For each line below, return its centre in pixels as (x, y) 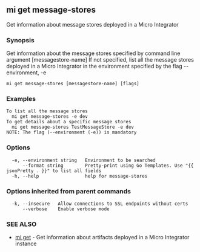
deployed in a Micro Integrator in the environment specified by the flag (95, 66)
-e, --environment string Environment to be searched (84, 160)
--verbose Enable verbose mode (66, 209)
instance (26, 244)
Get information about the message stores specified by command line (93, 53)
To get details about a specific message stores (69, 122)
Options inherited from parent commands (69, 191)
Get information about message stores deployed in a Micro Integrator (92, 24)
